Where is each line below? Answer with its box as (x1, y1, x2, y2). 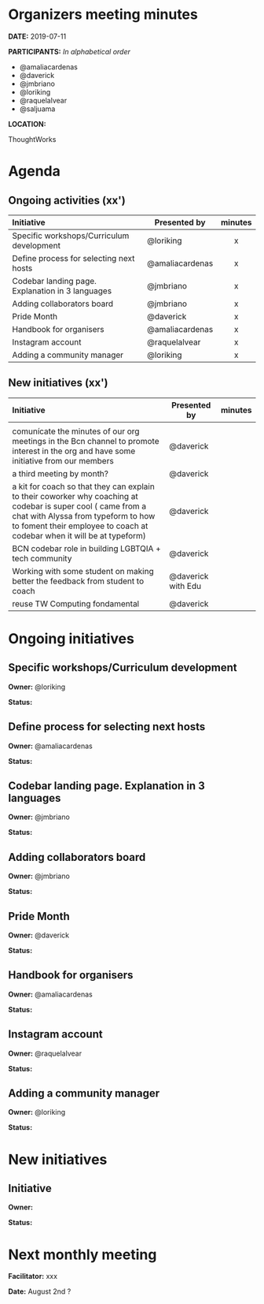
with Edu (168, 580, 202, 591)
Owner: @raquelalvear (8, 1049, 82, 1058)
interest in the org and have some (12, 445, 136, 456)
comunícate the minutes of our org (12, 426, 140, 437)
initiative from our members (12, 455, 114, 466)
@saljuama (19, 104, 56, 114)
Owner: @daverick (8, 930, 70, 940)
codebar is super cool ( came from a (12, 501, 147, 512)
